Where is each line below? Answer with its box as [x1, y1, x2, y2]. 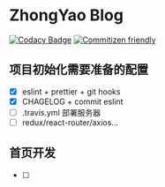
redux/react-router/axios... [21, 116, 119, 128]
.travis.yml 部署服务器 [21, 107, 101, 117]
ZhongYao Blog [9, 5, 124, 26]
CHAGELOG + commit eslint [21, 96, 124, 107]
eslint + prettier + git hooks [21, 86, 121, 97]
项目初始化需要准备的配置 [9, 63, 148, 78]
